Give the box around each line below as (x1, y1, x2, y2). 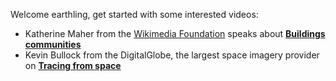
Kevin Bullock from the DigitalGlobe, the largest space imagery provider (24, 49, 320, 61)
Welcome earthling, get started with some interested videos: (10, 9, 259, 20)
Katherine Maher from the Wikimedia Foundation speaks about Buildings (24, 28, 326, 39)
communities (24, 39, 82, 50)
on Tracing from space (24, 60, 122, 71)
